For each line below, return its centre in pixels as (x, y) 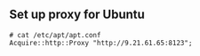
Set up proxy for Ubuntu (77, 15)
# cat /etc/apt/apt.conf (55, 35)
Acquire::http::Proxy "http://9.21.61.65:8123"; (101, 43)
